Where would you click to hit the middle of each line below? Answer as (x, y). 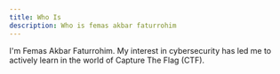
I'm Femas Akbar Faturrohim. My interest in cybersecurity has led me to (140, 50)
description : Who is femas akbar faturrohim (93, 26)
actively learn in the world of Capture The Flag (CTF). (107, 60)
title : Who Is (36, 17)
